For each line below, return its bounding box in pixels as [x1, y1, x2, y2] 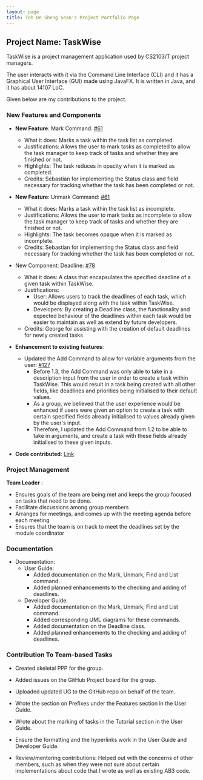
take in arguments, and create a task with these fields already [33, 432, 187, 439]
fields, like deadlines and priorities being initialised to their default [33, 387, 198, 394]
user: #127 [24, 361, 50, 368]
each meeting [15, 516, 50, 524]
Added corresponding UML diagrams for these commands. [33, 616, 181, 624]
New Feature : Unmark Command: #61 [15, 193, 110, 200]
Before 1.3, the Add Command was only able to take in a [33, 368, 173, 375]
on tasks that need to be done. [15, 497, 92, 504]
